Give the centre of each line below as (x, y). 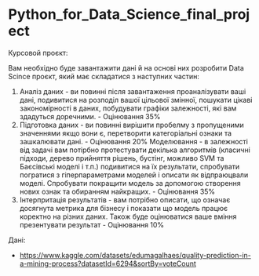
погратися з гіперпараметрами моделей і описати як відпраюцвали (134, 175)
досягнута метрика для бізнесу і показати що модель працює (124, 208)
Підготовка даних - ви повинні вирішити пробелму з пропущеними (132, 125)
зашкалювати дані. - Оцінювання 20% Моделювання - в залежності (134, 141)
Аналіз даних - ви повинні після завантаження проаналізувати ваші (133, 91)
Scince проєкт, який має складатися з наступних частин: (104, 76)
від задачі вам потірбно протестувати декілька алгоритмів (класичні (135, 150)
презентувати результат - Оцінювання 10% (92, 224)
